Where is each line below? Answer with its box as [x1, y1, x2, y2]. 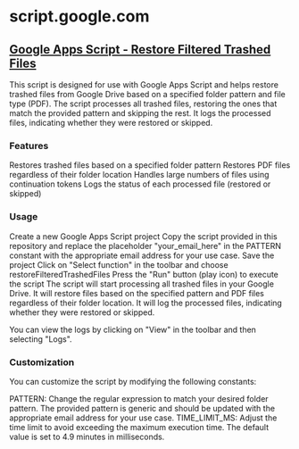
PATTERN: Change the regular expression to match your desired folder [9, 393, 270, 403]
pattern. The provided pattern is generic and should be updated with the [9, 403, 275, 413]
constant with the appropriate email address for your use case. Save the [9, 250, 275, 261]
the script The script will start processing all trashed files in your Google [9, 279, 275, 289]
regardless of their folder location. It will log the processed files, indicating [9, 297, 283, 308]
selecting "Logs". [9, 333, 73, 345]
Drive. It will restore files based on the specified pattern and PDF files [9, 287, 265, 298]
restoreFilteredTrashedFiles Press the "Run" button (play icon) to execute [9, 269, 279, 279]
